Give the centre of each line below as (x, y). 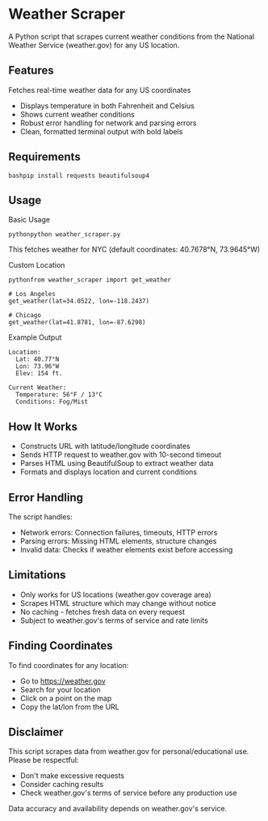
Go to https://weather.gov (63, 681)
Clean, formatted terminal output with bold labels (101, 131)
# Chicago (25, 315)
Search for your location (60, 689)
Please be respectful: (44, 760)
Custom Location (37, 265)
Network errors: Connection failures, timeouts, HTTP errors (119, 532)
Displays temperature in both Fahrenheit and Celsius (107, 105)
